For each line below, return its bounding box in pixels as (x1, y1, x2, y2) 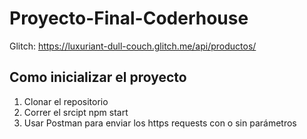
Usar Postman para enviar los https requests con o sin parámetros (23, 117, 297, 129)
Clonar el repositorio (23, 95, 109, 107)
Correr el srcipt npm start (23, 106, 129, 118)
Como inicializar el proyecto (9, 69, 187, 86)
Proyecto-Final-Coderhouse (9, 7, 249, 30)
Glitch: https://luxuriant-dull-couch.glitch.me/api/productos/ (9, 40, 257, 52)
